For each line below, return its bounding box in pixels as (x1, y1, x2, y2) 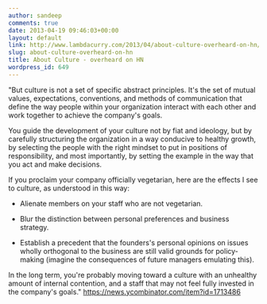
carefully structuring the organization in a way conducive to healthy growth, (8, 134, 257, 144)
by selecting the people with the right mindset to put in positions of (8, 142, 228, 152)
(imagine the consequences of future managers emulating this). (45, 255, 254, 264)
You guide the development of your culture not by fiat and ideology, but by (8, 125, 253, 135)
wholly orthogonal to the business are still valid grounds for (19, 246, 215, 256)
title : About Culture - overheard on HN (8, 56, 145, 64)
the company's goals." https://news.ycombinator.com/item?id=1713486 (8, 287, 241, 296)
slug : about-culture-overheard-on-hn (8, 48, 133, 56)
